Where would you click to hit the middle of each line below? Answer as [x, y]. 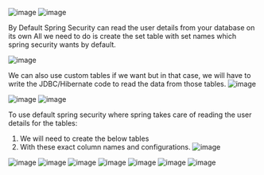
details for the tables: [43, 123]
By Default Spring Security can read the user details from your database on [132, 27]
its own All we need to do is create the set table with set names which [122, 36]
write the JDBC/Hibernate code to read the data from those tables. [117, 84]
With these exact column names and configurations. [105, 147]
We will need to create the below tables [84, 138]
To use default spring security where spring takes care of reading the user [130, 115]
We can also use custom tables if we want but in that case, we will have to [130, 75]
